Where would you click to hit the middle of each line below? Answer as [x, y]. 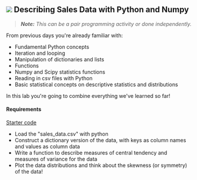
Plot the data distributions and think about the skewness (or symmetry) [101, 165]
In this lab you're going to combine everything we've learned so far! [88, 96]
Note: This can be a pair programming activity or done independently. [106, 24]
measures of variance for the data [56, 159]
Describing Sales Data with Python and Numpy [101, 10]
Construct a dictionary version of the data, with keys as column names [100, 140]
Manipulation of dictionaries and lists [59, 59]
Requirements [24, 109]
